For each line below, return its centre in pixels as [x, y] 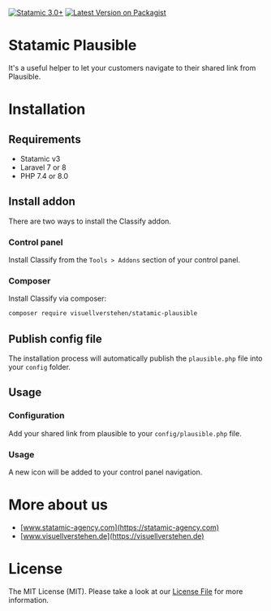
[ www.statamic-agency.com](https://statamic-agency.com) [120, 527]
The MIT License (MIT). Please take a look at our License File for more [126, 591]
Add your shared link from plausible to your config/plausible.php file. [125, 433]
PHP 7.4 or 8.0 [44, 175]
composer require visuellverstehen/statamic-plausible [103, 314]
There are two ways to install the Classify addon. [90, 221]
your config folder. [40, 367]
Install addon [42, 202]
